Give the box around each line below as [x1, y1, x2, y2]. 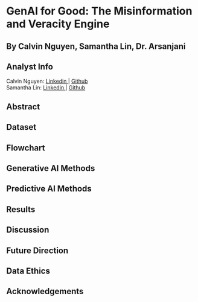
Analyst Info [6, 62, 53, 72]
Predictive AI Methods [6, 184, 92, 194]
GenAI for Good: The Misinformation [6, 4, 193, 18]
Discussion [6, 225, 49, 235]
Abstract [6, 101, 40, 112]
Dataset [6, 122, 37, 132]
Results [6, 204, 36, 214]
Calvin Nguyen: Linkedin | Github [6, 77, 88, 85]
